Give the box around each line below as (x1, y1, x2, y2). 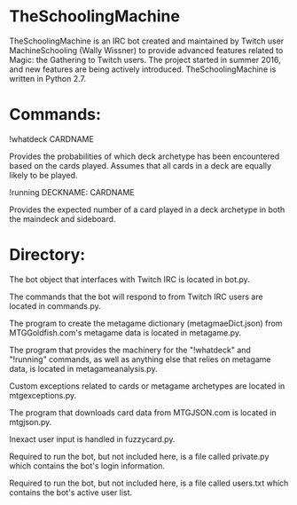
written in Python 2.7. (9, 73, 87, 83)
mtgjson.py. (9, 416, 52, 427)
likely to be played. (9, 170, 78, 180)
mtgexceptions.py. (9, 390, 77, 400)
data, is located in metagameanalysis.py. (9, 363, 158, 374)
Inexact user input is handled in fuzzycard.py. (9, 433, 176, 445)
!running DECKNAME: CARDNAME (9, 186, 135, 197)
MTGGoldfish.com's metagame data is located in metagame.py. (9, 327, 242, 338)
